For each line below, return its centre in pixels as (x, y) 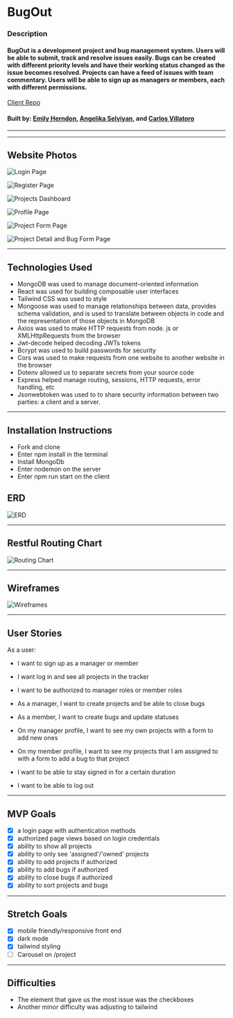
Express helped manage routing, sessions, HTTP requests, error (109, 380)
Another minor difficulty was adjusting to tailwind (87, 1007)
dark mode (33, 939)
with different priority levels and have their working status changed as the (116, 65)
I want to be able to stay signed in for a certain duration (96, 772)
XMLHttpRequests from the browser (69, 336)
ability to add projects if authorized (67, 862)
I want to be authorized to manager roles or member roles (100, 690)
